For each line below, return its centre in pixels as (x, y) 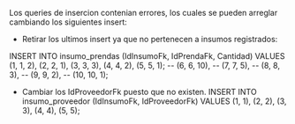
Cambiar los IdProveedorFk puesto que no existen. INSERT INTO (140, 92)
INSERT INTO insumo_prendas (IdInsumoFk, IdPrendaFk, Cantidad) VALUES (147, 56)
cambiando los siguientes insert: (68, 22)
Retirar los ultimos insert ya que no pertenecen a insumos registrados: (150, 39)
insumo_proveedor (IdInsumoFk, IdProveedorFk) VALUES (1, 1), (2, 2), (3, (154, 101)
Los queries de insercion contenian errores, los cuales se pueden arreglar (144, 13)
